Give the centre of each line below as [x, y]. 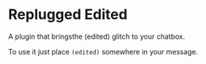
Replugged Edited [68, 15]
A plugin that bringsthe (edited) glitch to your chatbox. [97, 36]
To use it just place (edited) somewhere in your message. [103, 51]
